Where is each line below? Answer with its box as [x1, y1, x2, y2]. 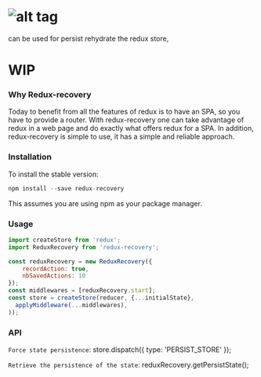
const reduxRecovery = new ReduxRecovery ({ [8, 257, 153, 266]
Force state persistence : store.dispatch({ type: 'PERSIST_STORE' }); [8, 345, 232, 354]
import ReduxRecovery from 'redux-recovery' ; [8, 243, 159, 251]
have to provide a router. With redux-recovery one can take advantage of [8, 115, 245, 125]
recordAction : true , [22, 265, 89, 273]
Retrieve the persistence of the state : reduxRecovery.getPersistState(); [8, 360, 249, 369]
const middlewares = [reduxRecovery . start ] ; [8, 287, 156, 295]
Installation [8, 151, 53, 162]
